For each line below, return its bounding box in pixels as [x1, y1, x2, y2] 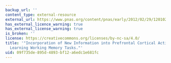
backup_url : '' [5, 7, 38, 13]
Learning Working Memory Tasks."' [10, 45, 83, 50]
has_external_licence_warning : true [5, 21, 83, 27]
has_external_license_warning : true [5, 26, 83, 31]
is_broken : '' [5, 31, 36, 36]
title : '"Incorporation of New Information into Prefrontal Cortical [5, 41, 156, 46]
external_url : [5, 17, 36, 22]
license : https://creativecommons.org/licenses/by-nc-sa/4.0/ [5, 36, 140, 41]
